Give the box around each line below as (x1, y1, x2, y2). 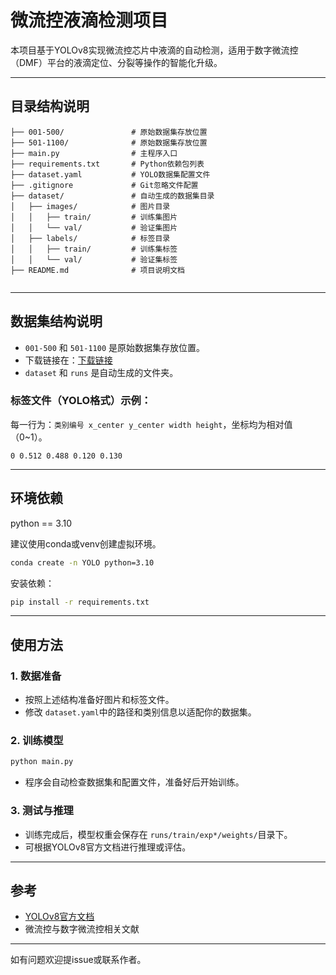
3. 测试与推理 (10, 804, 74, 818)
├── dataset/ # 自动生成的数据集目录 (10, 191, 215, 201)
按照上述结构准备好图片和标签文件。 (24, 694, 175, 706)
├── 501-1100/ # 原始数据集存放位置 (10, 137, 208, 148)
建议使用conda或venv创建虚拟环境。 (10, 537, 162, 550)
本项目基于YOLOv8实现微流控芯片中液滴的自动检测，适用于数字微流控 (10, 44, 299, 56)
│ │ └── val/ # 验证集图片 (10, 222, 178, 233)
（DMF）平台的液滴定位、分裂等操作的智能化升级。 (10, 56, 223, 68)
